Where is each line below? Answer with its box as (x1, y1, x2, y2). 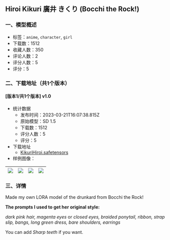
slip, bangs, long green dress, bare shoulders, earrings (5, 219, 121, 225)
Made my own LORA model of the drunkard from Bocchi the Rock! (5, 194, 144, 200)
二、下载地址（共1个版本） (5, 79, 70, 86)
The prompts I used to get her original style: (5, 204, 100, 210)
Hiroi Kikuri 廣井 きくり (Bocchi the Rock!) (5, 5, 139, 14)
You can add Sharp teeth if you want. (5, 229, 83, 235)
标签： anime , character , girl (12, 34, 73, 40)
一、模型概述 (5, 21, 37, 28)
